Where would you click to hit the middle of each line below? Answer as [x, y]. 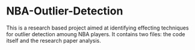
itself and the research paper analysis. [54, 40]
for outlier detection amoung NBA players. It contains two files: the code [96, 34]
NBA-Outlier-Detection [65, 11]
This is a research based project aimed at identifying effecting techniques [97, 28]
